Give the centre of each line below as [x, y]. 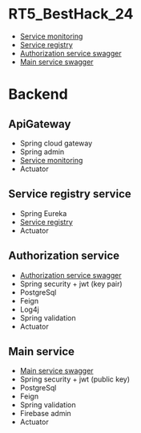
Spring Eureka [43, 213]
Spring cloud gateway [56, 143]
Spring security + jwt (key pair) [71, 284]
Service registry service [70, 194]
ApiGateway [40, 124]
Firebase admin [46, 414]
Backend [38, 94]
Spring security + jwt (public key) [75, 379]
